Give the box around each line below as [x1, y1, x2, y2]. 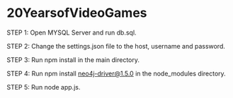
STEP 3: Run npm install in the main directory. [6, 55, 140, 64]
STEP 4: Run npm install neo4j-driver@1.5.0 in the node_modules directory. [6, 69, 226, 78]
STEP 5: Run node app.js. [6, 82, 81, 91]
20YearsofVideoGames [6, 5, 147, 21]
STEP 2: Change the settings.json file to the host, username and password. [6, 42, 226, 50]
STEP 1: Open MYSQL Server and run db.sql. [6, 28, 137, 37]
